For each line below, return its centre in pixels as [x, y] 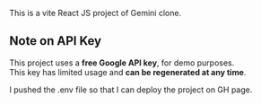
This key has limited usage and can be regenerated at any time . [128, 72]
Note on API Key [55, 41]
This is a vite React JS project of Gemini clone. [96, 13]
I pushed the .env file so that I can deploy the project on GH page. [131, 90]
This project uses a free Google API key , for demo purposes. [122, 63]
